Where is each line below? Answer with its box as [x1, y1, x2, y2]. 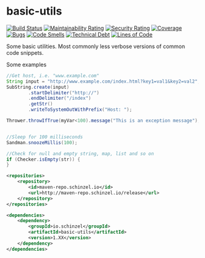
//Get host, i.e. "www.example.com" [6, 72, 99, 78]
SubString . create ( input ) [6, 84, 70, 90]
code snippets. [6, 49, 44, 56]
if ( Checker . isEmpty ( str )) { [6, 156, 81, 162]
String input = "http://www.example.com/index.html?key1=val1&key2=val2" [6, 78, 198, 85]
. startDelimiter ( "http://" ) [28, 89, 99, 96]
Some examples [6, 61, 47, 68]
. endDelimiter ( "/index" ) [28, 96, 92, 102]
